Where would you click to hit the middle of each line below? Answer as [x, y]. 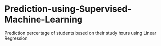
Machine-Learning [43, 19]
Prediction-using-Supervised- [68, 9]
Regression [16, 38]
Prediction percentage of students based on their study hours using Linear [80, 33]
